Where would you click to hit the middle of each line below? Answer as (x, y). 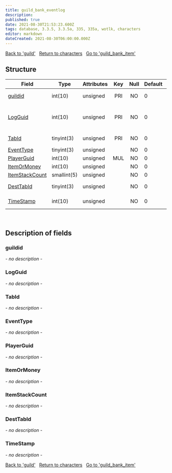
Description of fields (39, 233)
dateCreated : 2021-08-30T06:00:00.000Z (48, 39)
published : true (23, 20)
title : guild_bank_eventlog (35, 10)
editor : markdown (24, 34)
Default (153, 84)
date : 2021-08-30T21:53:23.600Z (40, 24)
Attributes (95, 84)
